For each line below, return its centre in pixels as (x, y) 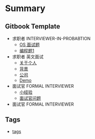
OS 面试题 (29, 45)
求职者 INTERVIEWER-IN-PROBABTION (51, 39)
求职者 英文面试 (28, 57)
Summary (25, 8)
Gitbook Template (33, 26)
